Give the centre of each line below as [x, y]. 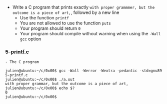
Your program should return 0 [50, 28]
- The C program [22, 62]
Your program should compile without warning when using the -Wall [90, 34]
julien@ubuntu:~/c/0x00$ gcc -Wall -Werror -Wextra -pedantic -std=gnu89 [84, 71]
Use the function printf [44, 18]
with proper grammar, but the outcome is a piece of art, [67, 84]
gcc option [30, 39]
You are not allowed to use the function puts [65, 23]
